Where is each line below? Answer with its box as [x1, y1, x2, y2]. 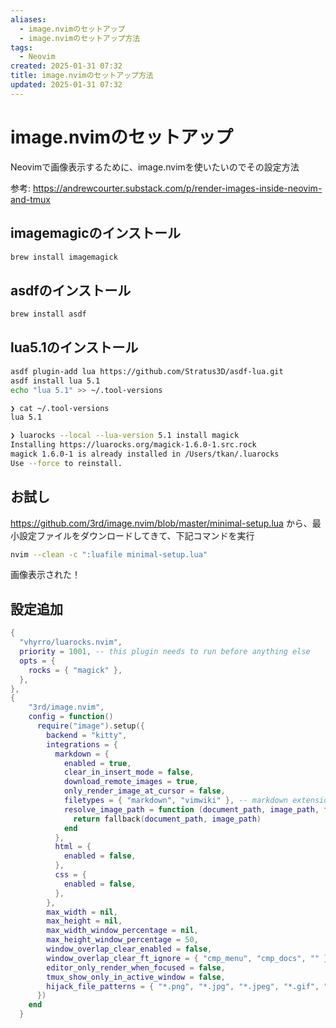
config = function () [28, 712, 114, 722]
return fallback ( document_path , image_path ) [73, 814, 262, 824]
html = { [54, 842, 92, 852]
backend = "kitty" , [46, 730, 128, 740]
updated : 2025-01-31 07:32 [10, 80, 123, 90]
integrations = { [46, 739, 118, 750]
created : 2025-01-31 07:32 [10, 61, 123, 71]
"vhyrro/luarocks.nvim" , [19, 637, 123, 648]
